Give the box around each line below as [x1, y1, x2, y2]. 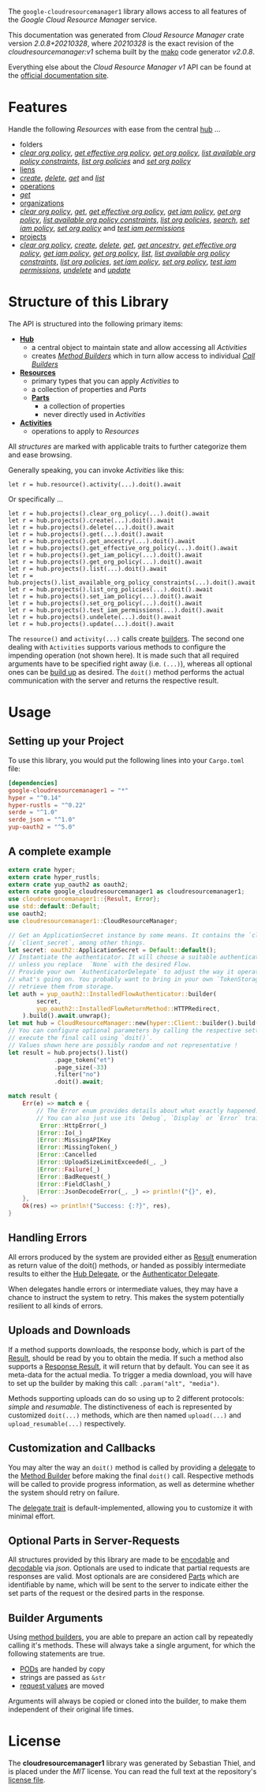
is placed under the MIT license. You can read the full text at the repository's [8, 1767, 257, 1776]
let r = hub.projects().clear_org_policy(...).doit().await [8, 509, 211, 517]
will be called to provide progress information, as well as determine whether [8, 1479, 255, 1488]
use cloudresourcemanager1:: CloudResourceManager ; [8, 917, 178, 925]
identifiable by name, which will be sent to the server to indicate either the [8, 1580, 248, 1589]
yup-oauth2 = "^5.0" [8, 823, 77, 831]
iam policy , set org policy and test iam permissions [19, 223, 185, 233]
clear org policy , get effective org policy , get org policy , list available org [19, 147, 256, 157]
